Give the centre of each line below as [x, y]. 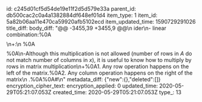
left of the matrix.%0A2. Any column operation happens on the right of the [99, 73]
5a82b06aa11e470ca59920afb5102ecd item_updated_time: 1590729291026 [101, 22]
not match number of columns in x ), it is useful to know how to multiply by [99, 60]
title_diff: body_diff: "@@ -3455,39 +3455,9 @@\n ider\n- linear [86, 28]
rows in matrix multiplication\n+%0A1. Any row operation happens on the [98, 66]
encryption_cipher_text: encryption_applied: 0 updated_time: [82, 86]
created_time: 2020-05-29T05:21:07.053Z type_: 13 [117, 92]
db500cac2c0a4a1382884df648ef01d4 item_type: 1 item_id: [82, 15]
